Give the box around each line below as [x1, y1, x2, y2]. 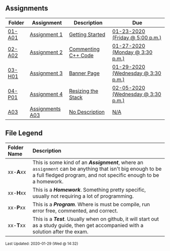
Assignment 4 [29, 90, 63, 98]
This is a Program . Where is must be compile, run [32, 201, 150, 208]
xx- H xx [8, 189, 26, 196]
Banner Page [69, 70, 100, 77]
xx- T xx [8, 222, 26, 229]
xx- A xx [8, 168, 26, 175]
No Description [69, 108, 105, 115]
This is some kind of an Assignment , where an [32, 159, 143, 166]
